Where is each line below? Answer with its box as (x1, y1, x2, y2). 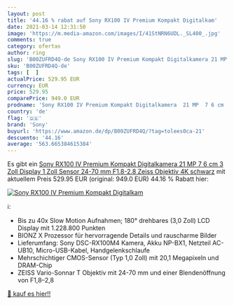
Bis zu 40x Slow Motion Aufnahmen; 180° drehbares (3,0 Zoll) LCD (17, 217, 210, 225)
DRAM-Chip (17, 261, 53, 270)
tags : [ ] (7, 69, 39, 76)
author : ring (7, 50, 46, 57)
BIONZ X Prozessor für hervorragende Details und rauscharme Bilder (17, 231, 217, 240)
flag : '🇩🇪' (7, 114, 42, 121)
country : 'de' (7, 108, 49, 115)
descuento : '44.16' (7, 134, 64, 141)
